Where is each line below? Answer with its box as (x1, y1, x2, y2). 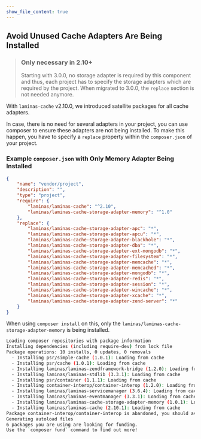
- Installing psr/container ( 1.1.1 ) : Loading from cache (11, 377, 157, 383)
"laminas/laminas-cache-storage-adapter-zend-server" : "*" (28, 298, 178, 304)
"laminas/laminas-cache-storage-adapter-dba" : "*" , (28, 243, 160, 249)
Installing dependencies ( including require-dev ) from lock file (6, 344, 172, 350)
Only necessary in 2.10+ (20, 58, 93, 66)
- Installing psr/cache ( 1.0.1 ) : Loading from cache (11, 360, 146, 366)
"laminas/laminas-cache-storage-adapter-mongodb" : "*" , (28, 270, 170, 276)
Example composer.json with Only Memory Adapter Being (6, 155, 175, 163)
